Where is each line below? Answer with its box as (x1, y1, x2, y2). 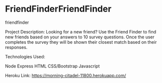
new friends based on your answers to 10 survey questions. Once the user (5, 34, 155, 40)
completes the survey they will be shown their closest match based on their (5, 39, 157, 45)
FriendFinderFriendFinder (5, 3, 112, 15)
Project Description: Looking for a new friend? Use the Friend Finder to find (5, 29, 156, 34)
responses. (5, 44, 28, 50)
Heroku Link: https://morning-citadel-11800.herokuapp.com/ (5, 72, 126, 78)
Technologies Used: (5, 53, 45, 59)
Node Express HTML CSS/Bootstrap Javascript (5, 63, 100, 69)
